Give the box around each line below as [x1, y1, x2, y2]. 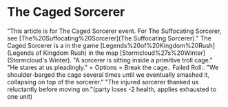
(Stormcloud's [7, 56, 48, 64]
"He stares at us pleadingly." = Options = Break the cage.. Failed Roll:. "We [7, 63, 219, 71]
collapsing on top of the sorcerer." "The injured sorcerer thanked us [7, 78, 199, 86]
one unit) [7, 92, 33, 100]
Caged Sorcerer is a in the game [7, 41, 99, 49]
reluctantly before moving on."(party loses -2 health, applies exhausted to [7, 85, 217, 93]
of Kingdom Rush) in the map [35, 49, 118, 57]
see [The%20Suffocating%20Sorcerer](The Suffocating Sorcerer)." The [7, 34, 211, 42]
